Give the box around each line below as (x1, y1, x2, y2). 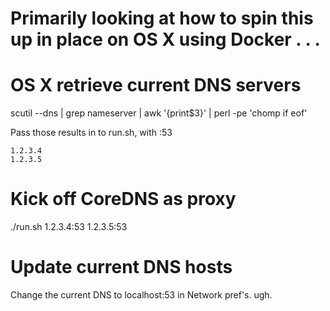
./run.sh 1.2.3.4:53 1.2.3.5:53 (10, 221, 128, 233)
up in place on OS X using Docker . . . (10, 28, 321, 51)
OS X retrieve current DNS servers (10, 74, 302, 97)
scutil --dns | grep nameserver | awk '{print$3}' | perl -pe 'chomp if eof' (10, 107, 308, 119)
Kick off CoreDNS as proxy (10, 188, 237, 211)
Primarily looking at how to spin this (10, 7, 314, 30)
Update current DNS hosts (10, 256, 233, 279)
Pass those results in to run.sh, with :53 (10, 127, 173, 139)
